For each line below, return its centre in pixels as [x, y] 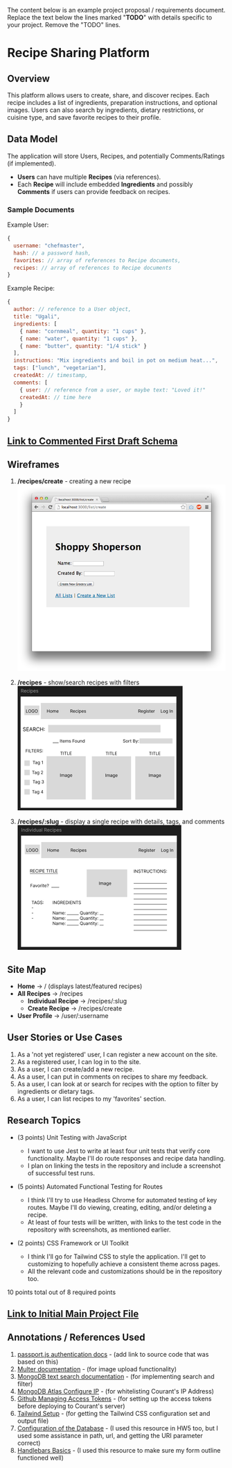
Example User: [28, 225]
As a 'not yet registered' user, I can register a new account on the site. [117, 1054]
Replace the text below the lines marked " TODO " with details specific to [110, 17]
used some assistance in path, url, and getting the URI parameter [110, 1435]
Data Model [33, 139]
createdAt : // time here [55, 397]
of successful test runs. [61, 1173]
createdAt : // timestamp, [51, 376]
